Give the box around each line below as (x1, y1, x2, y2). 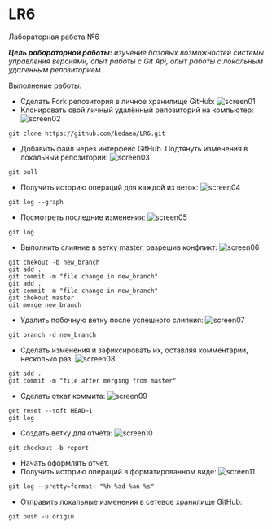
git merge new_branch (8, 300, 82, 309)
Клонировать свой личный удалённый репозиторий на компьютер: (20, 105, 254, 115)
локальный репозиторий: (20, 152, 108, 162)
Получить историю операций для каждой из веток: (20, 182, 199, 192)
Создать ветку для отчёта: (20, 428, 113, 438)
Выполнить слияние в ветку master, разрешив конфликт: (20, 242, 218, 252)
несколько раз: (20, 353, 73, 363)
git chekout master (8, 294, 75, 302)
